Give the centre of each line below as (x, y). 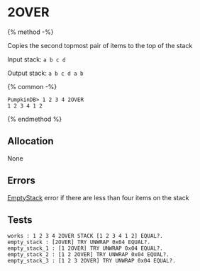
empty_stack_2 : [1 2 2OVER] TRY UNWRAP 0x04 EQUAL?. (89, 255)
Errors (21, 181)
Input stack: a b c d (37, 59)
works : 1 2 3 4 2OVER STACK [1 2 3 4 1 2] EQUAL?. (85, 236)
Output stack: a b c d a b (45, 73)
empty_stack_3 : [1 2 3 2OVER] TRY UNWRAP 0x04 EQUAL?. (91, 261)
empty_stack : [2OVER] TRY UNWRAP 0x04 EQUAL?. (79, 242)
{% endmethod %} (35, 119)
